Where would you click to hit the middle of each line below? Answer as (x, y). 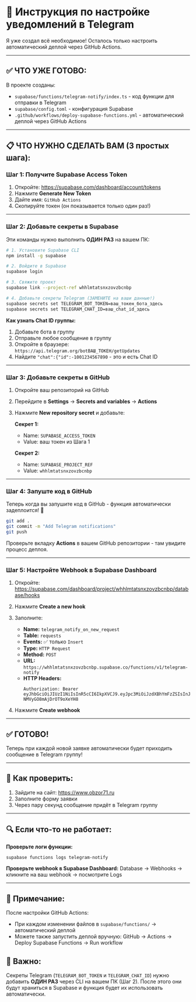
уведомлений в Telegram (70, 24)
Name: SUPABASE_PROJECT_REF (58, 464)
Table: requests (42, 636)
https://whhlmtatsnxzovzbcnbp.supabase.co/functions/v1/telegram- (106, 667)
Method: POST (40, 655)
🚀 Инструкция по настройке (78, 12)
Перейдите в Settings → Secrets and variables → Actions (86, 401)
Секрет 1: (27, 424)
